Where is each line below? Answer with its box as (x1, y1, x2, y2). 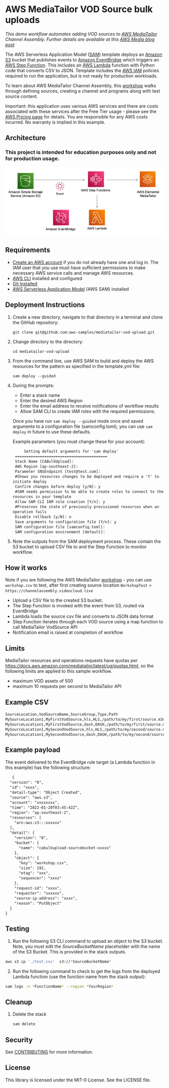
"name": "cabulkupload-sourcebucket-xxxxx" (18, 845, 112, 850)
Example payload (5, 746, 60, 754)
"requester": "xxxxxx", (14, 890, 64, 895)
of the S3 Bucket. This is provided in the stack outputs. (12, 948, 127, 954)
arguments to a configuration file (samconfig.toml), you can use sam (12, 423, 153, 429)
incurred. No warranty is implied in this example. (5, 119, 106, 125)
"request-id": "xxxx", (14, 885, 62, 890)
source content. (5, 93, 38, 99)
